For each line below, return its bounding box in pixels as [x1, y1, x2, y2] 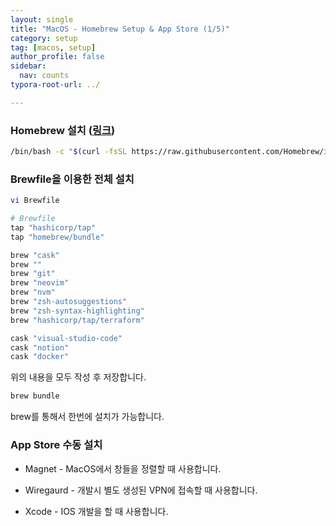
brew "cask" [10, 250, 60, 260]
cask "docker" [10, 352, 70, 362]
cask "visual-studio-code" [10, 333, 123, 343]
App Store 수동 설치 [10, 438, 103, 452]
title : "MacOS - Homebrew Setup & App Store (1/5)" [10, 24, 230, 34]
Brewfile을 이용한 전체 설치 [10, 172, 135, 186]
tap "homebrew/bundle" [10, 232, 105, 242]
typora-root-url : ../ [10, 80, 101, 90]
